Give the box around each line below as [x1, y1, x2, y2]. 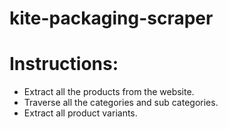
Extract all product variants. [23, 107, 138, 119]
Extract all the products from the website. [23, 86, 195, 98]
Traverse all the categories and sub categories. [23, 97, 219, 109]
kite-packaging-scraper [9, 7, 214, 30]
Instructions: [9, 53, 119, 76]
